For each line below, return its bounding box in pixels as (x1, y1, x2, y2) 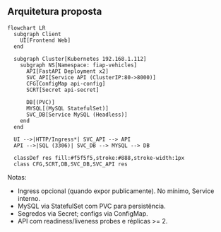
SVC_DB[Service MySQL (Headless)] (25, 111, 129, 118)
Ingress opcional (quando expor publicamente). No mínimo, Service (17, 187, 215, 195)
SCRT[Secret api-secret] (25, 86, 100, 93)
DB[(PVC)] (25, 98, 55, 105)
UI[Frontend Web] (20, 37, 71, 44)
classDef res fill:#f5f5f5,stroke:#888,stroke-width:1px (13, 154, 185, 161)
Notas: (7, 173, 27, 181)
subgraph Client (13, 30, 61, 37)
